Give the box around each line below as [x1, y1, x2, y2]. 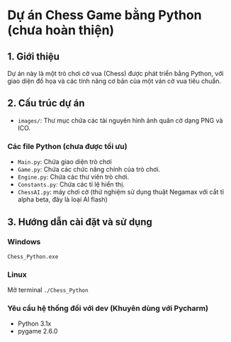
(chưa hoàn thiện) [7, 22, 115, 38]
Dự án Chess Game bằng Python [7, 7, 202, 23]
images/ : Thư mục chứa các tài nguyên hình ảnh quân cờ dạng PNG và [17, 116, 223, 124]
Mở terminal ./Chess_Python [7, 286, 89, 294]
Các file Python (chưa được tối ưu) [7, 141, 128, 151]
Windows [7, 237, 41, 247]
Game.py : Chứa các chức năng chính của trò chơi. [17, 165, 161, 174]
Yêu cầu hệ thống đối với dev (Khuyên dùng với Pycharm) [7, 304, 209, 314]
